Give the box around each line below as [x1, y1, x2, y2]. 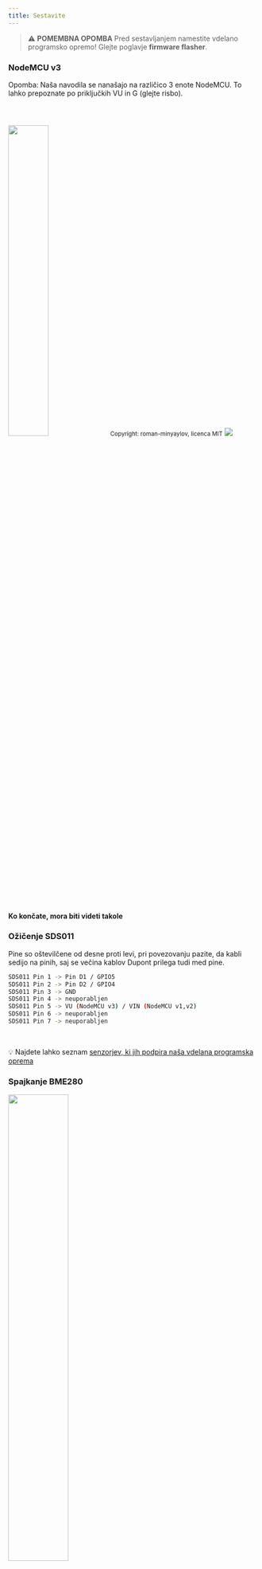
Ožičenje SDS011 [8, 931, 75, 942]
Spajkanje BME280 [8, 1076, 83, 1087]
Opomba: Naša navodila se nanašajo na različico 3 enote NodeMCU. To [8, 80, 242, 89]
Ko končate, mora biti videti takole [8, 911, 123, 921]
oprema [8, 1056, 34, 1066]
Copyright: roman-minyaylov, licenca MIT [110, 429, 223, 438]
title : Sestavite [8, 11, 66, 20]
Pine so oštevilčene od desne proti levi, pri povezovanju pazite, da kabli [8, 949, 242, 958]
